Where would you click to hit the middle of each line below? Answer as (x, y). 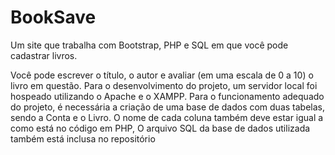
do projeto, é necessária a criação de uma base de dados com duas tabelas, (168, 107)
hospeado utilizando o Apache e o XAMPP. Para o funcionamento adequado (167, 96)
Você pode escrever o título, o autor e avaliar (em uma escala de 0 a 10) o (162, 75)
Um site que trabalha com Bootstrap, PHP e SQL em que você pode (149, 45)
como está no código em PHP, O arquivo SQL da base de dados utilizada (160, 128)
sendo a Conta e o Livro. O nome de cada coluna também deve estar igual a (167, 117)
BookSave (53, 17)
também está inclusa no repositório (83, 138)
